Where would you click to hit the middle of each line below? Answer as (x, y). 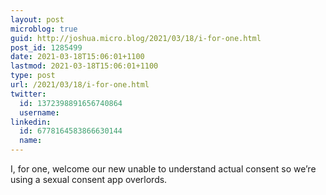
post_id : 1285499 (46, 47)
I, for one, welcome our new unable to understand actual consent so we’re (163, 169)
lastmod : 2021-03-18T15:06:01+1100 (84, 66)
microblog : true (44, 29)
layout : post (37, 19)
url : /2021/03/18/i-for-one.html (80, 85)
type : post (33, 76)
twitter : (28, 94)
